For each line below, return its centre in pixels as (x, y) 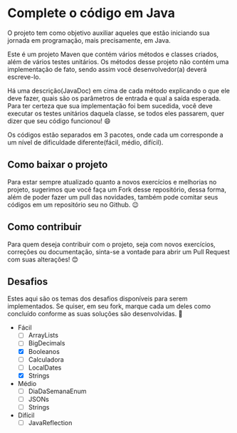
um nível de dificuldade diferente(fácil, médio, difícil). (85, 142)
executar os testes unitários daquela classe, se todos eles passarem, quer (116, 113)
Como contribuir (44, 227)
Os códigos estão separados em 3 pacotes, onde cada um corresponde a (115, 135)
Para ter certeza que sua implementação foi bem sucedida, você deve (110, 105)
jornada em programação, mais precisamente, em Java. (89, 40)
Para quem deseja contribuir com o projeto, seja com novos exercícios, (111, 244)
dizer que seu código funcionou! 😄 (59, 121)
